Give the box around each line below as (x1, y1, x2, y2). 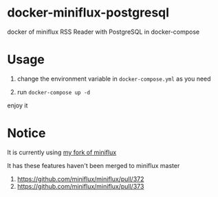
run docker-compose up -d (17, 87, 91, 96)
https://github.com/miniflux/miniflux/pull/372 (17, 174, 144, 183)
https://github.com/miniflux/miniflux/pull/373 (17, 182, 144, 190)
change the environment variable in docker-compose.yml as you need (17, 74, 211, 83)
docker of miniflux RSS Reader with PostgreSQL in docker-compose (7, 28, 200, 36)
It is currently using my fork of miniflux (7, 148, 117, 156)
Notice (7, 125, 46, 141)
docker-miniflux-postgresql (7, 5, 170, 21)
